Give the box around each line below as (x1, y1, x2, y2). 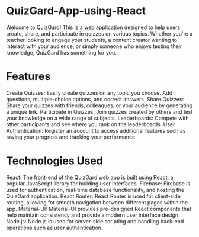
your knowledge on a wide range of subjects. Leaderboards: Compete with (6, 114, 190, 121)
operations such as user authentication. (6, 224, 103, 231)
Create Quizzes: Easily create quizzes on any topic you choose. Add (6, 89, 173, 96)
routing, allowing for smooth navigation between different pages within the (6, 198, 188, 206)
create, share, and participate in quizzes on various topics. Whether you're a (6, 30, 193, 37)
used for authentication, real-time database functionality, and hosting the (6, 186, 185, 193)
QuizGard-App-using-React (6, 4, 146, 18)
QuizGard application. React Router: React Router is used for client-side (6, 193, 181, 200)
